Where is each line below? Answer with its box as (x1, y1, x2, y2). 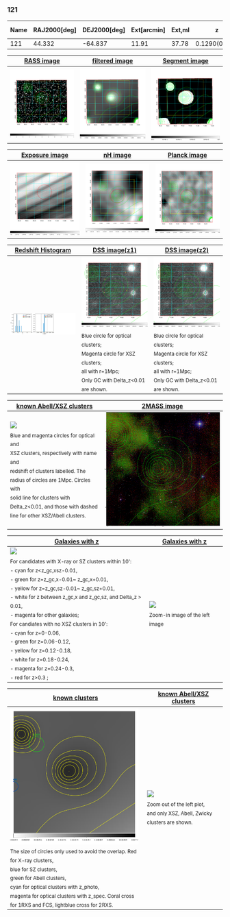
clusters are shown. (146, 819, 193, 826)
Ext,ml (170, 26, 190, 34)
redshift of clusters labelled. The (10, 467, 86, 474)
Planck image (167, 151, 207, 159)
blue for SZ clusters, (10, 866, 57, 873)
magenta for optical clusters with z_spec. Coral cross (10, 892, 135, 899)
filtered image (92, 57, 133, 65)
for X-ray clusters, (10, 857, 54, 864)
